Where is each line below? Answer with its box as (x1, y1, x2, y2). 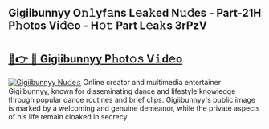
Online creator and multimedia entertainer (83, 78, 222, 87)
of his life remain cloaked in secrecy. (8, 112, 130, 121)
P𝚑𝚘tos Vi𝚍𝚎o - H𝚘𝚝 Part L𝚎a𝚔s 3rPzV (8, 19, 207, 33)
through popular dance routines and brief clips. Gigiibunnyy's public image (8, 95, 255, 104)
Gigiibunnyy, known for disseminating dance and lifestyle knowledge (8, 87, 236, 95)
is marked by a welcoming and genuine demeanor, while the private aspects (8, 103, 260, 113)
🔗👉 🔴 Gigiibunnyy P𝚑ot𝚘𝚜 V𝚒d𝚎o (8, 52, 183, 66)
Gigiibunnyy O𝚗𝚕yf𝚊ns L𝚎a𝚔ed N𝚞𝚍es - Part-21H (8, 6, 262, 20)
